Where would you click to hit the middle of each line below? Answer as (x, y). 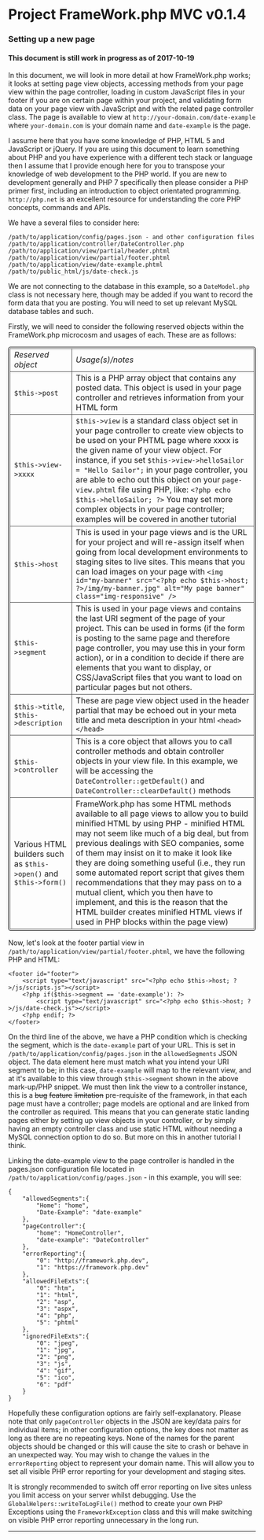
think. (17, 1146)
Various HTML (40, 844)
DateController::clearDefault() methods (154, 791)
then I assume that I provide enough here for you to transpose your (117, 166)
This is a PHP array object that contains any (156, 378)
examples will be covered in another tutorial (156, 519)
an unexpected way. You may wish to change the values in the (109, 1455)
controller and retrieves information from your (160, 397)
